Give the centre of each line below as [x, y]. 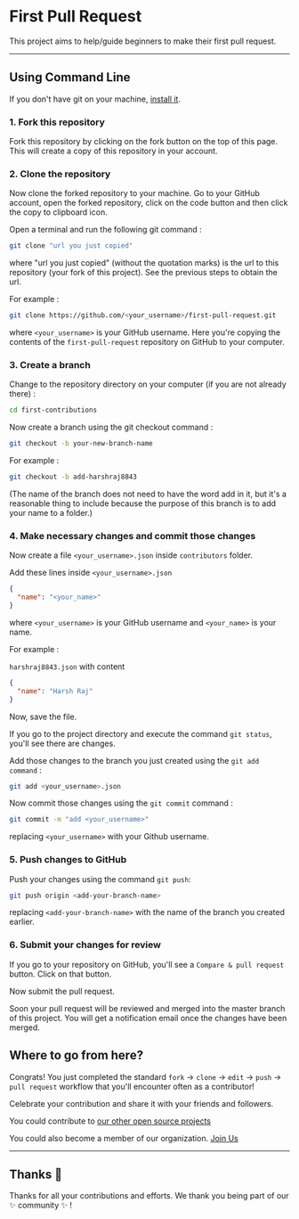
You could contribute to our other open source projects [110, 1121]
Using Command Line [70, 78]
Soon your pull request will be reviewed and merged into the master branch [147, 1008]
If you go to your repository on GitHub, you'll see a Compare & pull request [147, 964]
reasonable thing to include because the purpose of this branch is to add [143, 503]
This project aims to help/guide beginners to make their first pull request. [143, 41]
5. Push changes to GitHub [68, 860]
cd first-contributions [53, 410]
